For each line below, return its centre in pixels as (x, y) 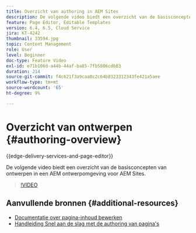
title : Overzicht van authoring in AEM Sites (62, 11)
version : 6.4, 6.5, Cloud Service (48, 28)
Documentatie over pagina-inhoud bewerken (68, 217)
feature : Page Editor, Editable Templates (58, 22)
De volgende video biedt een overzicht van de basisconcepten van (87, 167)
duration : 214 (23, 71)
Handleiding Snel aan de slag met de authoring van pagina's (87, 224)
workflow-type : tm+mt (32, 83)
